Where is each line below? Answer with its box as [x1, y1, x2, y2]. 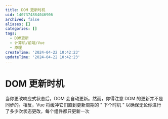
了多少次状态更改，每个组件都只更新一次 [5, 108, 90, 114]
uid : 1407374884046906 [5, 12, 53, 17]
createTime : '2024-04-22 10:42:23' [5, 50, 80, 55]
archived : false [5, 17, 39, 22]
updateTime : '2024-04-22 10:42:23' [5, 54, 80, 60]
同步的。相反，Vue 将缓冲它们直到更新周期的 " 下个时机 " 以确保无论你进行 [5, 102, 161, 108]
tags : [5, 31, 17, 36]
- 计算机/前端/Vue [10, 41, 45, 46]
